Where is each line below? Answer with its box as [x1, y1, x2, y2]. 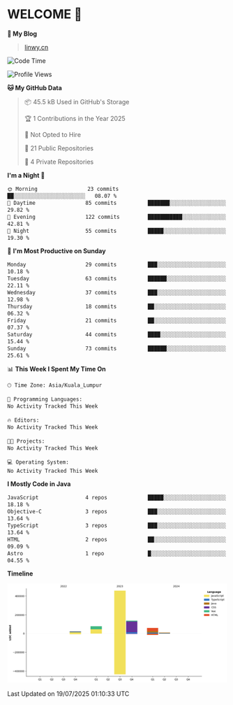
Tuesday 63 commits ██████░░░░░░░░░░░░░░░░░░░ [7, 275, 227, 282]
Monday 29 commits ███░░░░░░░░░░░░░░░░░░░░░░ [7, 261, 227, 268]
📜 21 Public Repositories [24, 143, 94, 152]
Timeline [7, 569, 33, 578]
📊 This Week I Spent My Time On [7, 364, 106, 373]
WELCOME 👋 [7, 6, 82, 22]
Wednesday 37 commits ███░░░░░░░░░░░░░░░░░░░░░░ [7, 289, 227, 296]
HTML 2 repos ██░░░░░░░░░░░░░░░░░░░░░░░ [7, 536, 227, 543]
